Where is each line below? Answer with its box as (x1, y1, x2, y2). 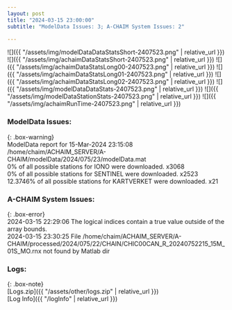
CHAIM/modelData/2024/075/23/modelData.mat (7, 155, 147, 163)
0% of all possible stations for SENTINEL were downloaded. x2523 (7, 169, 199, 178)
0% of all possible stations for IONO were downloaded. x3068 (7, 162, 185, 171)
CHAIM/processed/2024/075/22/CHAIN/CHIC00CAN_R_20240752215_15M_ (7, 239, 225, 248)
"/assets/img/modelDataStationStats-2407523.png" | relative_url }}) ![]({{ (7, 92, 217, 101)
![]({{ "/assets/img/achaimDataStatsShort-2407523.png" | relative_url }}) (7, 55, 215, 64)
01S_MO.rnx (7, 247, 42, 255)
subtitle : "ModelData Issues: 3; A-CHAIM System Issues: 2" (7, 23, 185, 30)
